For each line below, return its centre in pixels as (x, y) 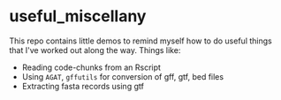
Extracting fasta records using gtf (83, 86)
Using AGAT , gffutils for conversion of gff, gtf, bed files (122, 76)
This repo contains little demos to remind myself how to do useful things (140, 41)
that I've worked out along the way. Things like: (95, 50)
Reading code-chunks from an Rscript (91, 67)
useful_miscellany (78, 16)
